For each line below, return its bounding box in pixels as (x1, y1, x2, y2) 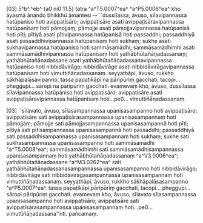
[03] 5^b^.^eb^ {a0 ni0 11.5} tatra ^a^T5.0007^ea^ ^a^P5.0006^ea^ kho (6, 5, 181, 12)
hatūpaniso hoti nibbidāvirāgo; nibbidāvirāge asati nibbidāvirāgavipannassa (6, 63, 195, 70)
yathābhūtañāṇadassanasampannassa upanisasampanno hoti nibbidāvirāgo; (6, 165, 198, 172)
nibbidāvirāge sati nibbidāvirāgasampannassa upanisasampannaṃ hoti (6, 171, 184, 178)
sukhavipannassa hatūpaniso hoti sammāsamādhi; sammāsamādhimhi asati (6, 44, 195, 51)
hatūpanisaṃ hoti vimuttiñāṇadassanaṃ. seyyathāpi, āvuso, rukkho (6, 70, 174, 76)
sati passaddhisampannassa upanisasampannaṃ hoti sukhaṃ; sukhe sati (6, 133, 190, 140)
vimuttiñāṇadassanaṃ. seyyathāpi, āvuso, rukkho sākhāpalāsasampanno (6, 178, 188, 185)
